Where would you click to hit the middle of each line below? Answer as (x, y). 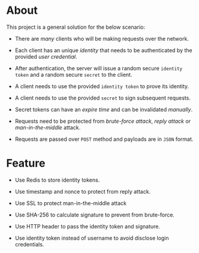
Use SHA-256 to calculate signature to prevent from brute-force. (95, 215)
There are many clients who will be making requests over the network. (102, 38)
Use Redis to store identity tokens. (57, 180)
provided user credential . (46, 56)
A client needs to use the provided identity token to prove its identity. (102, 86)
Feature (26, 163)
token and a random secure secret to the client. (73, 74)
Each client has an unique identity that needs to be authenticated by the (104, 50)
